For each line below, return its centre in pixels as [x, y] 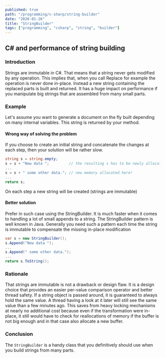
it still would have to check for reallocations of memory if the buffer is [89, 316]
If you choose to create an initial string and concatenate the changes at [77, 145]
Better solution [21, 203]
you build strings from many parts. [40, 350]
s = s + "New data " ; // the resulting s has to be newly [74, 164]
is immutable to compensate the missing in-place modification [68, 229]
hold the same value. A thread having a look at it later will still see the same [81, 300]
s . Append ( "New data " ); [29, 243]
